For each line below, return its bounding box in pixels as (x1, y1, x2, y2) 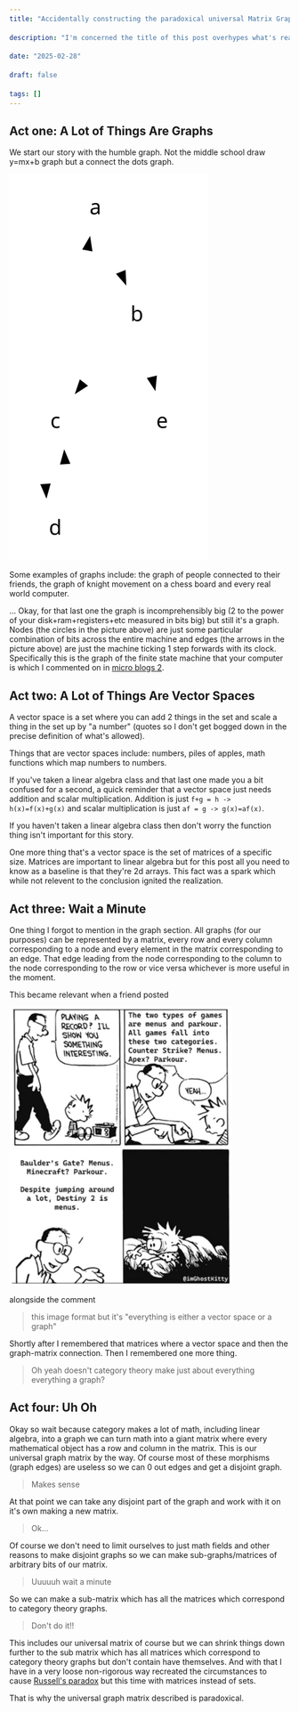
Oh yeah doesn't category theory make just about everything (30, 1365, 255, 1375)
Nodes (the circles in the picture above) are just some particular (9, 624, 243, 636)
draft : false (9, 71, 58, 80)
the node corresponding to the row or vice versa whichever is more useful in (9, 962, 290, 974)
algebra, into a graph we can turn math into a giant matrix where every (9, 1433, 268, 1444)
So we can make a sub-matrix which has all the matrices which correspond (9, 1594, 285, 1604)
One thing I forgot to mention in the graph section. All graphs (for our (9, 925, 262, 936)
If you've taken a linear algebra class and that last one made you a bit (9, 775, 264, 785)
